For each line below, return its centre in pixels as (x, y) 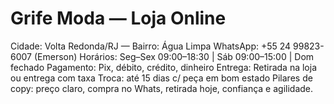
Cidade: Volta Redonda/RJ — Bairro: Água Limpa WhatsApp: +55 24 (151, 46)
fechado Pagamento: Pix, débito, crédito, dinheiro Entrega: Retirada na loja (164, 67)
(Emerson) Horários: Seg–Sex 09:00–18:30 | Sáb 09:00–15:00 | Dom (174, 56)
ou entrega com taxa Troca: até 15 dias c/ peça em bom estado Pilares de (161, 78)
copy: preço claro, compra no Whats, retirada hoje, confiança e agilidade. (162, 88)
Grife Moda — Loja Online (118, 18)
